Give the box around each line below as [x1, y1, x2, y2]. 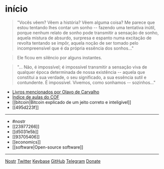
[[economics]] [12, 139, 41, 145]
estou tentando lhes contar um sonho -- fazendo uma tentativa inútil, [17, 24, 156, 30]
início [5, 3, 28, 15]
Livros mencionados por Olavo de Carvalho [12, 89, 100, 95]
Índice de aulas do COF [12, 94, 60, 100]
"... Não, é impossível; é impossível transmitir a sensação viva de [17, 64, 147, 70]
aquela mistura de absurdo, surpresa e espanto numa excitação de [17, 35, 152, 41]
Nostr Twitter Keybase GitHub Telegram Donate [5, 158, 101, 164]
